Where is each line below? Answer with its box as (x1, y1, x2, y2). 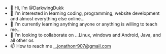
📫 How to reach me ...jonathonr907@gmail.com (10, 43, 111, 49)
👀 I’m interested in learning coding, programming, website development (10, 10, 160, 16)
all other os (10, 37, 34, 43)
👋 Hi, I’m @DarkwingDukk (10, 5, 64, 11)
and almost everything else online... (10, 16, 85, 21)
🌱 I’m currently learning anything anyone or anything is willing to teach (10, 21, 157, 27)
